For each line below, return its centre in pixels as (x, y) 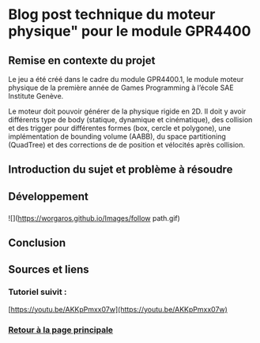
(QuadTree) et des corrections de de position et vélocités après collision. (127, 145)
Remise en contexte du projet (82, 60)
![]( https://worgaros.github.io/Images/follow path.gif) (94, 218)
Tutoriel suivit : (38, 292)
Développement (49, 196)
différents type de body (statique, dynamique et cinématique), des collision (130, 119)
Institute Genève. (36, 96)
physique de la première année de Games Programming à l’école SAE (121, 88)
